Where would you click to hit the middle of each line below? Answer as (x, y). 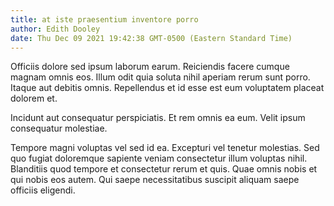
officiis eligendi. (43, 190)
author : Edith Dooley (55, 29)
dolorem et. (34, 98)
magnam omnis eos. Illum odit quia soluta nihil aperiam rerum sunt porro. (160, 77)
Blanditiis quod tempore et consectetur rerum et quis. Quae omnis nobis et (164, 169)
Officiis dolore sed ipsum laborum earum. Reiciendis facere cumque (150, 67)
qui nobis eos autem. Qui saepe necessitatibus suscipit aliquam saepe (155, 180)
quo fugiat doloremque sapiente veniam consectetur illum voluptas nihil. (159, 158)
